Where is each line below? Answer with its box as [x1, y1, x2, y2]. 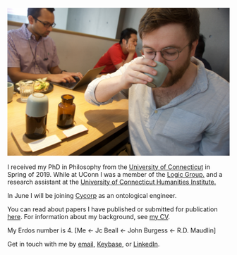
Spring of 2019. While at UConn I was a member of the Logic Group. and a [7, 170, 223, 178]
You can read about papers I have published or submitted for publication [7, 205, 218, 213]
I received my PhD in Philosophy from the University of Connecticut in [7, 163, 210, 171]
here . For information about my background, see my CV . [7, 212, 171, 220]
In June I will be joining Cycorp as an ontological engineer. [7, 191, 177, 199]
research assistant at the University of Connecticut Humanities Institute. [7, 178, 217, 186]
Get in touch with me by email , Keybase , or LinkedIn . [7, 240, 160, 248]
